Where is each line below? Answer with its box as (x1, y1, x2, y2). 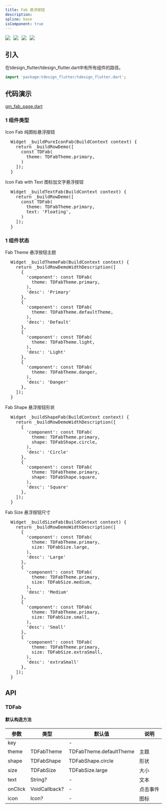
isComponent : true (5, 21, 43, 26)
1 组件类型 (5, 116, 29, 123)
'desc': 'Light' (26, 349, 66, 355)
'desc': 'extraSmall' (26, 659, 79, 665)
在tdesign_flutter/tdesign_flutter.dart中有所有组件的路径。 (5, 64, 123, 70)
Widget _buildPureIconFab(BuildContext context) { (10, 139, 137, 145)
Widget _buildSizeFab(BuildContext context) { (10, 519, 126, 525)
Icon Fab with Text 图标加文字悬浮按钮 (5, 179, 84, 185)
